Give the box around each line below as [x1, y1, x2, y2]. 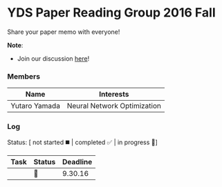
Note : [7, 41, 24, 49]
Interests [99, 90, 129, 99]
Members [7, 71, 40, 81]
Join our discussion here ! [17, 54, 90, 63]
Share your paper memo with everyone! [7, 28, 120, 36]
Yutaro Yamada [10, 101, 61, 111]
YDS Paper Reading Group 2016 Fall [7, 5, 216, 21]
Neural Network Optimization [66, 101, 161, 111]
